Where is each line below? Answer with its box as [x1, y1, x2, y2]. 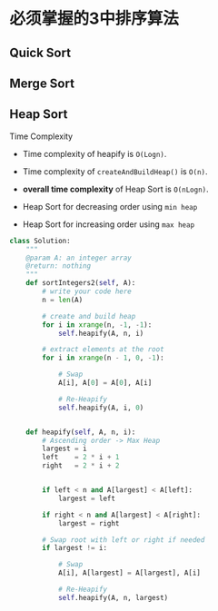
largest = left [57, 494, 116, 503]
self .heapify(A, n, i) [57, 329, 144, 338]
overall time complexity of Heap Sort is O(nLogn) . [22, 183, 209, 194]
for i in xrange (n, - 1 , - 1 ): [42, 320, 153, 330]
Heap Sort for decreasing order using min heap [22, 201, 198, 212]
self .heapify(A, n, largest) [57, 593, 169, 602]
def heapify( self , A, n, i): [25, 428, 136, 437]
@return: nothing [25, 261, 92, 271]
